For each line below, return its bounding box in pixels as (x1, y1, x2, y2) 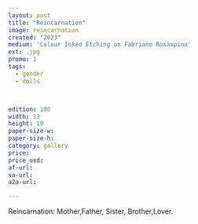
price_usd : (8, 156, 44, 164)
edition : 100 (8, 105, 51, 113)
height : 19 (8, 119, 44, 128)
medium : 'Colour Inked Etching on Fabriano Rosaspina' (8, 41, 192, 49)
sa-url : (8, 171, 34, 179)
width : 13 (8, 112, 41, 120)
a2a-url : (8, 178, 37, 186)
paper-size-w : (8, 127, 55, 135)
